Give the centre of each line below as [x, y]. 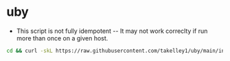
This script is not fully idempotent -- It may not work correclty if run [112, 31]
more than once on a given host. [62, 38]
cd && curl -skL [30, 51]
